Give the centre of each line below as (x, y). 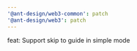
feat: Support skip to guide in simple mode (69, 40)
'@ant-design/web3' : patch (47, 20)
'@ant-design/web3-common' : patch (58, 14)
